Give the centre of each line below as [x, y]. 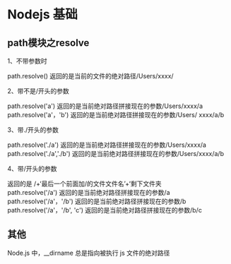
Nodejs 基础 [42, 14]
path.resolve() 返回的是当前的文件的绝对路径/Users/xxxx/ [91, 76]
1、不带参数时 [27, 61]
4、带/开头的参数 [32, 169]
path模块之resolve [48, 43]
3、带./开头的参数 [33, 130]
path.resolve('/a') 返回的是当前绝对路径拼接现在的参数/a [89, 192]
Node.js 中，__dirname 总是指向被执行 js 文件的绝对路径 [89, 253]
